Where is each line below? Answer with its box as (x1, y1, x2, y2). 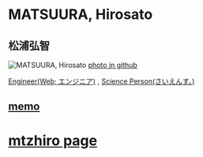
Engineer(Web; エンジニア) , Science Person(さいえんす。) (8, 77, 195, 86)
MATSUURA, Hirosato (8, 6, 153, 24)
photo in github (88, 61, 138, 69)
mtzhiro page (8, 132, 97, 149)
